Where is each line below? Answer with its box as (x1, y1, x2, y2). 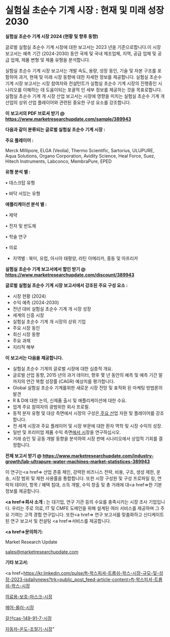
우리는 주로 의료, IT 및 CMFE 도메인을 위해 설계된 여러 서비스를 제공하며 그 (12, 505, 160, 511)
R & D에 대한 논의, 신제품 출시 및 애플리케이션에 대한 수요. (12, 397, 127, 403)
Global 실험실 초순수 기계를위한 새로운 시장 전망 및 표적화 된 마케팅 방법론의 (12, 385, 163, 391)
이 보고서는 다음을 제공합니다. (5, 355, 63, 361)
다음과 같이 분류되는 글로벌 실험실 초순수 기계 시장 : (5, 126, 106, 132)
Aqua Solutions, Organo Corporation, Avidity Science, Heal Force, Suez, (5, 153, 156, 159)
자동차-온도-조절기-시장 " (5, 626, 55, 632)
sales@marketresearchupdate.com (5, 548, 79, 555)
